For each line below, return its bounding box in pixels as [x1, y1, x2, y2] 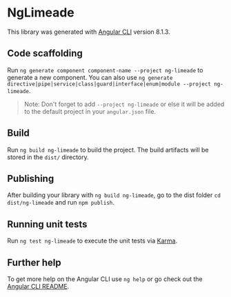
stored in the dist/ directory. [7, 153, 90, 161]
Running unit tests [7, 218, 88, 230]
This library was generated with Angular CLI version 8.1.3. [7, 28, 170, 36]
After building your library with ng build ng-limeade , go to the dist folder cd [7, 191, 221, 199]
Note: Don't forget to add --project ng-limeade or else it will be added [23, 100, 225, 108]
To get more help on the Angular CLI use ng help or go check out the [7, 275, 203, 283]
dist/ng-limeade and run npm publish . [7, 198, 115, 207]
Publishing [7, 172, 54, 184]
